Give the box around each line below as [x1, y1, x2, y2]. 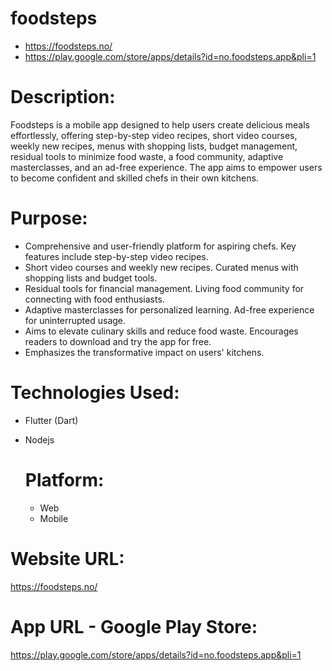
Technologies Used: [10, 382, 180, 404]
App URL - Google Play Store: [10, 615, 258, 638]
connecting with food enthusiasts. [24, 293, 165, 305]
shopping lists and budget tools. [24, 272, 158, 284]
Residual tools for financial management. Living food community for [24, 282, 305, 294]
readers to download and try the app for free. [24, 335, 212, 347]
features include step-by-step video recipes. [24, 250, 209, 262]
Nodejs [24, 433, 55, 446]
